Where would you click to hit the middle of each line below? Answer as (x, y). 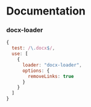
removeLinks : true (51, 76)
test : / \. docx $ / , (33, 48)
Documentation (46, 11)
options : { (36, 71)
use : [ (20, 54)
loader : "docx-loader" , (52, 65)
